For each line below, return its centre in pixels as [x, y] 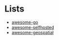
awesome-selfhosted [33, 27]
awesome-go [25, 22]
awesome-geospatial [32, 32]
